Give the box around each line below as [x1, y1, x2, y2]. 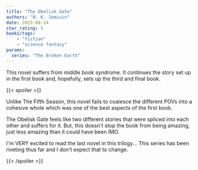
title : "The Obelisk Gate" [6, 8, 73, 15]
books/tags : [6, 31, 35, 37]
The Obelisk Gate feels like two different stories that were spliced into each [6, 116, 189, 123]
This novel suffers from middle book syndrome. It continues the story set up [6, 68, 191, 76]
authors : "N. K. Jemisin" [6, 14, 70, 20]
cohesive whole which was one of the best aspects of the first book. [6, 104, 173, 111]
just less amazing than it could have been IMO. [6, 128, 120, 135]
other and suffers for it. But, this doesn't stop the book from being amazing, [6, 122, 190, 129]
